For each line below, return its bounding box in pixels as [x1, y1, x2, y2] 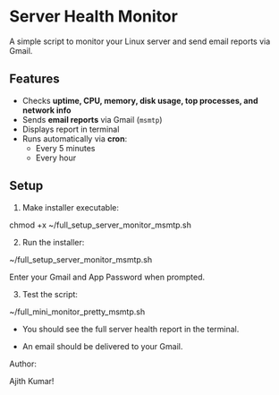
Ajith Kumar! [9, 375, 55, 386]
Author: [9, 358, 38, 369]
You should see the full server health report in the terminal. [21, 323, 240, 334]
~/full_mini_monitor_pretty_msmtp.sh [9, 306, 146, 317]
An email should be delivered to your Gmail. [21, 340, 183, 351]
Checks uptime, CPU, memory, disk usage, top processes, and [21, 95, 258, 106]
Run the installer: [21, 236, 85, 247]
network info [21, 105, 72, 116]
